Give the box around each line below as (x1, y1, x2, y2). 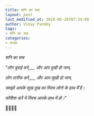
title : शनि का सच (5, 7, 40, 13)
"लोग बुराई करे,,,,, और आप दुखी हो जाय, (5, 64, 71, 70)
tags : (5, 26, 17, 31)
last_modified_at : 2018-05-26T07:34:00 (5, 17, 89, 22)
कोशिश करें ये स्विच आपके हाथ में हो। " (5, 95, 67, 101)
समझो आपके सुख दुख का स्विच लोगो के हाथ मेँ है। (5, 85, 85, 91)
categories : (5, 36, 30, 41)
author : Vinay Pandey (5, 21, 51, 27)
